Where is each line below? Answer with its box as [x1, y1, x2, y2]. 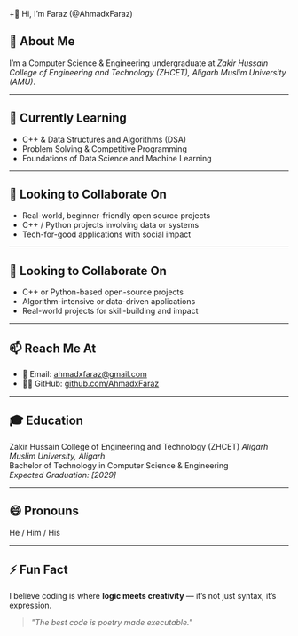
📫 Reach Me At [9, 341, 97, 356]
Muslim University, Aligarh [9, 451, 106, 461]
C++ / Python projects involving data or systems [21, 220, 200, 231]
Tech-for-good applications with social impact [21, 229, 192, 239]
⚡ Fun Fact [9, 562, 68, 577]
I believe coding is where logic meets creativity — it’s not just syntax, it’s [9, 590, 277, 601]
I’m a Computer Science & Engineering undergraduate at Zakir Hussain [9, 58, 269, 68]
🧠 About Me [9, 34, 75, 49]
